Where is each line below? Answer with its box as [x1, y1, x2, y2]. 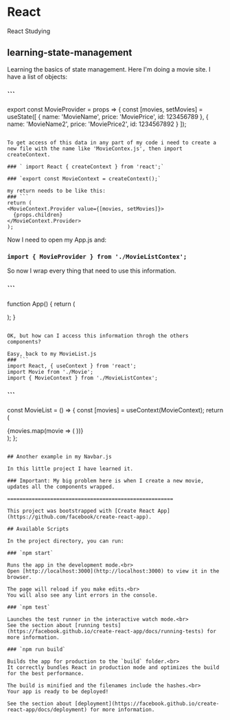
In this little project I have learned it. [7, 465, 134, 472]
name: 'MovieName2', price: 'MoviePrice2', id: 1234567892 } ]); [7, 120, 187, 128]
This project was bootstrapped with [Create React [7, 507, 155, 514]
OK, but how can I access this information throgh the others [7, 332, 189, 339]
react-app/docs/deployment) [7, 706, 88, 713]
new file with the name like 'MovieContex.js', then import [7, 145, 183, 152]
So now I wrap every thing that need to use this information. [7, 266, 176, 275]
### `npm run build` [7, 646, 67, 653]
